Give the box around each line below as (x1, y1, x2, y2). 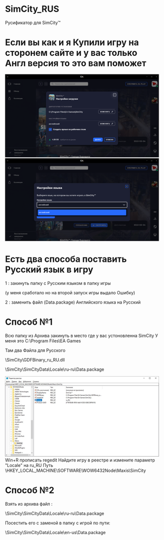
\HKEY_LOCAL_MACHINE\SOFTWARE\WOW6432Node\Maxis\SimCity (5, 467, 146, 473)
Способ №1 (5, 316, 53, 328)
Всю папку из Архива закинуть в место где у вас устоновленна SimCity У (5, 333, 158, 339)
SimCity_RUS (5, 3, 60, 15)
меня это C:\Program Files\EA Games (5, 338, 82, 344)
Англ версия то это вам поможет (5, 58, 146, 69)
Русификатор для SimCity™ (5, 20, 61, 26)
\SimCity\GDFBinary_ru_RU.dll (5, 357, 65, 363)
